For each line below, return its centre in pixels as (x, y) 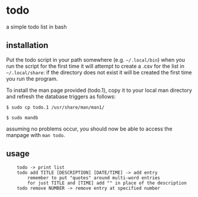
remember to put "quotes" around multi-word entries (94, 178)
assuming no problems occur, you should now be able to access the (90, 129)
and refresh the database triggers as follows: (61, 96)
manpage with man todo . (36, 135)
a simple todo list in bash (36, 27)
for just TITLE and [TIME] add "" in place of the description (107, 183)
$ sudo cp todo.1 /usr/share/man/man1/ (55, 107)
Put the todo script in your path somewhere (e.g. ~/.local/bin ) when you (96, 59)
